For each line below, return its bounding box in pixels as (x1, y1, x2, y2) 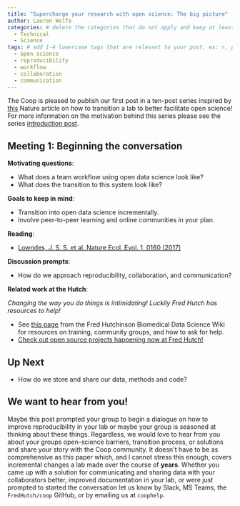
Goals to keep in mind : (7, 194, 75, 203)
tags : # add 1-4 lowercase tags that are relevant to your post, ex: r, (7, 44, 229, 51)
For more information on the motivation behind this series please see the (7, 111, 221, 120)
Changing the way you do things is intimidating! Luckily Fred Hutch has (7, 299, 218, 307)
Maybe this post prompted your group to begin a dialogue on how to (7, 415, 209, 423)
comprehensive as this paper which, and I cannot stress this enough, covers (7, 452, 232, 461)
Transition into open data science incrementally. (17, 208, 159, 217)
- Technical (14, 30, 50, 38)
